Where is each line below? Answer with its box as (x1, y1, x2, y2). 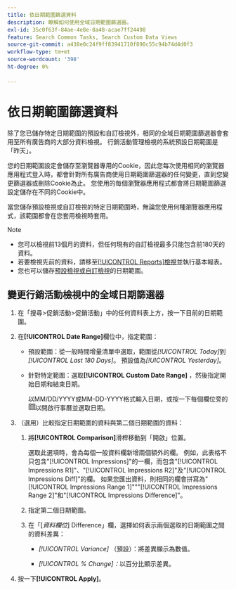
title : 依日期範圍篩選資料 (7, 11, 77, 18)
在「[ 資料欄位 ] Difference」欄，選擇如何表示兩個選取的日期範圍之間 (27, 521, 225, 530)
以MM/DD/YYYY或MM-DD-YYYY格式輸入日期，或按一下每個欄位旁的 (27, 395, 228, 404)
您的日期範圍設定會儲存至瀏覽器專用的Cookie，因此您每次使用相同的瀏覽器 (7, 161, 225, 169)
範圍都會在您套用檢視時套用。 (25, 211, 112, 219)
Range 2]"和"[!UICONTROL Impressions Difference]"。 (27, 491, 187, 499)
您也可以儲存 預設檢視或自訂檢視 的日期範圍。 (17, 266, 147, 274)
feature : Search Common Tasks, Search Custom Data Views (7, 34, 178, 41)
